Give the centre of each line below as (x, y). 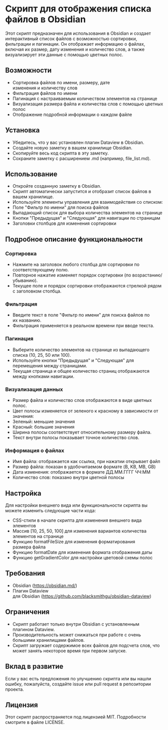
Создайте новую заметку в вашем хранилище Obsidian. (72, 148)
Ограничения (27, 612)
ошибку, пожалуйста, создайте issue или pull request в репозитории (78, 684)
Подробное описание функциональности (74, 239)
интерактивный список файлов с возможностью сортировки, (71, 39)
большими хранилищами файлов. (49, 640)
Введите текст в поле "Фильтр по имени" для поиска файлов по (81, 315)
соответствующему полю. (41, 270)
